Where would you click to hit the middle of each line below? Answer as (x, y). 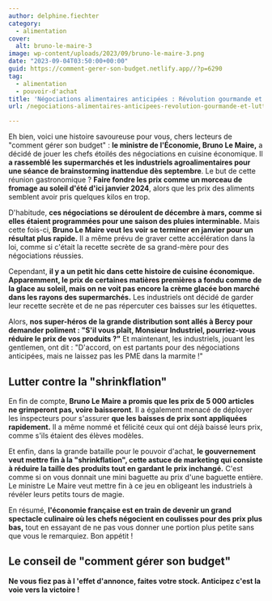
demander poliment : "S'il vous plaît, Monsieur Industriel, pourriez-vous (132, 330)
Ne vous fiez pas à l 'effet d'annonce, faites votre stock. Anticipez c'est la (135, 581)
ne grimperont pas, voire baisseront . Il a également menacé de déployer (130, 410)
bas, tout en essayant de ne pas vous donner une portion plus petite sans (132, 527)
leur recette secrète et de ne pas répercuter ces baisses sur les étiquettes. (133, 306)
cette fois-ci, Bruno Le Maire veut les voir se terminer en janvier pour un (131, 230)
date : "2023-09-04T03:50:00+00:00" (68, 62)
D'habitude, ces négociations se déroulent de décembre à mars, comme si (135, 212)
